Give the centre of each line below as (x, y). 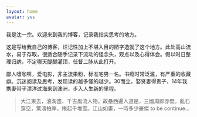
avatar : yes (21, 17)
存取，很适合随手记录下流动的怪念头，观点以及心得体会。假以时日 (106, 54)
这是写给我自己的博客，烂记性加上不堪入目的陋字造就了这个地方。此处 (91, 47)
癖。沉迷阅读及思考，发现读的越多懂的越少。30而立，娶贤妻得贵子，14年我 (97, 81)
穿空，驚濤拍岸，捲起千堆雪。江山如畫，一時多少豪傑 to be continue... (105, 108)
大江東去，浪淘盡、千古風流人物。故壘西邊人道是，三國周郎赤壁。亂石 (105, 101)
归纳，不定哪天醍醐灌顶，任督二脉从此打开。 (65, 61)
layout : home (22, 11)
